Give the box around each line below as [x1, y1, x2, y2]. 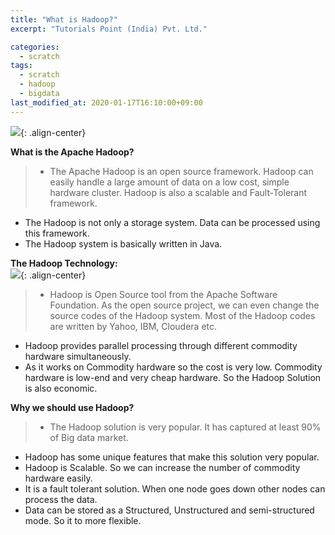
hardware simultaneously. [24, 350, 132, 362]
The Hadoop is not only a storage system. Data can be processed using [24, 216, 321, 228]
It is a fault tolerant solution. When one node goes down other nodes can [24, 482, 326, 495]
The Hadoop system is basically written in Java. [24, 237, 223, 250]
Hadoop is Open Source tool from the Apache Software [49, 288, 278, 300]
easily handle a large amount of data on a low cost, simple [49, 176, 290, 188]
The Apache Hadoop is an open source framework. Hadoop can [49, 165, 314, 177]
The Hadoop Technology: [10, 257, 118, 269]
